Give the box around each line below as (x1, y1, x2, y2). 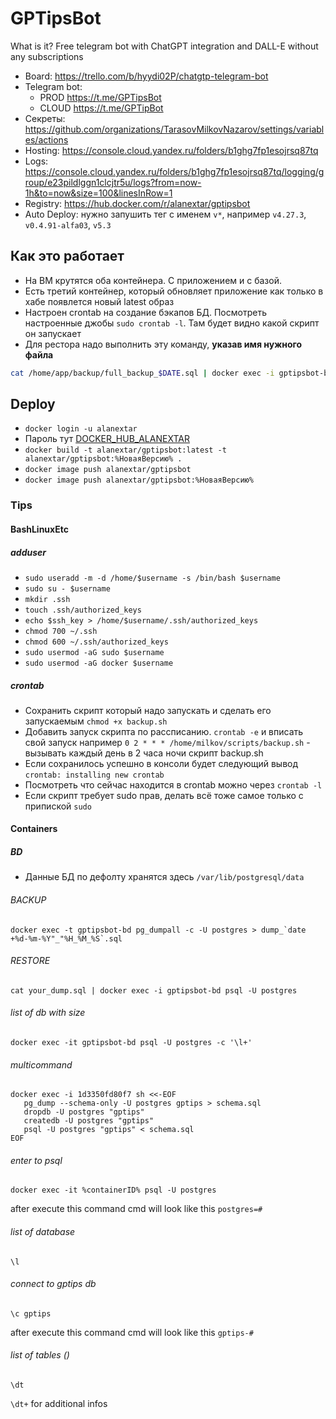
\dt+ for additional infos (10, 1398, 108, 1410)
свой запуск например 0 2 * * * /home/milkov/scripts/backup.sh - (24, 736, 311, 748)
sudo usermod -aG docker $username (24, 658, 174, 668)
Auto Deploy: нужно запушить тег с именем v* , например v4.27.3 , (24, 208, 307, 220)
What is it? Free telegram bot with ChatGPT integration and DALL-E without (10, 40, 319, 52)
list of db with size (10, 1007, 86, 1019)
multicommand (10, 1058, 73, 1071)
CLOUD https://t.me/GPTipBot (39, 102, 164, 114)
